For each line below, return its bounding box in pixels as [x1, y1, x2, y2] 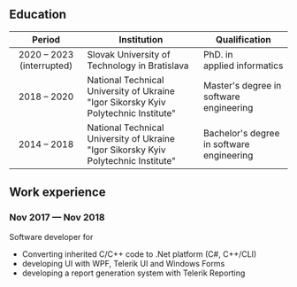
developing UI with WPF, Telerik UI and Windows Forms [21, 258, 225, 268]
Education [9, 7, 67, 22]
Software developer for [9, 231, 94, 242]
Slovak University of [87, 48, 171, 60]
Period [32, 33, 60, 45]
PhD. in [202, 48, 233, 60]
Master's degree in [202, 79, 282, 91]
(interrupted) [19, 59, 73, 72]
